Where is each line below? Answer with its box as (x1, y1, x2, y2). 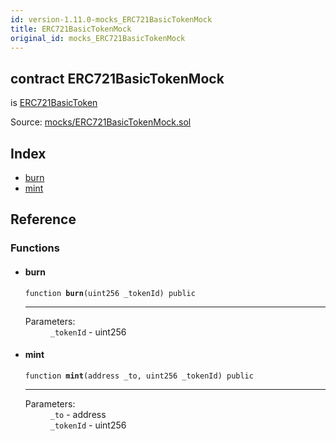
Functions (10, 241, 60, 255)
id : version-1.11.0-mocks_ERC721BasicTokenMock (10, 14, 213, 25)
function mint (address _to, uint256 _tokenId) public (24, 371, 254, 381)
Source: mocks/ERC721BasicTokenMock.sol (10, 116, 192, 128)
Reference (10, 211, 77, 228)
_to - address (49, 408, 107, 420)
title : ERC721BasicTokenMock (10, 24, 132, 34)
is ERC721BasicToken (10, 97, 98, 109)
